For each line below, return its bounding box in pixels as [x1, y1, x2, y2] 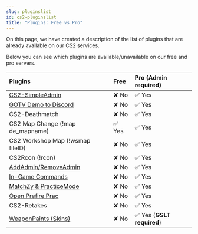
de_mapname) [9, 127, 49, 136]
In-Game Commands [9, 173, 68, 181]
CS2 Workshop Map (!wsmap [9, 137, 91, 145]
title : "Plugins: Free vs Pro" [6, 19, 83, 25]
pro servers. [6, 60, 36, 67]
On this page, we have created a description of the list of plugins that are [6, 36, 183, 43]
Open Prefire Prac [9, 192, 59, 200]
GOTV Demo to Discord [9, 101, 74, 109]
